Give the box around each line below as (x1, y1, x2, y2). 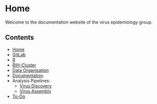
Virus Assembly (19, 88, 52, 94)
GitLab (12, 52, 26, 57)
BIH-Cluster (12, 62, 36, 68)
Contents (5, 33, 34, 42)
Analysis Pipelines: (12, 78, 51, 83)
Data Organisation (12, 67, 49, 73)
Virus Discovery (19, 83, 52, 89)
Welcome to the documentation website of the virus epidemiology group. (5, 19, 153, 25)
